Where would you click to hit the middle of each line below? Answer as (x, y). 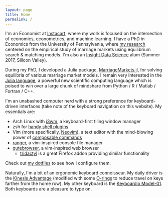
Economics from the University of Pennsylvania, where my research (75, 44)
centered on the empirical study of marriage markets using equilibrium (78, 50)
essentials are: (20, 112)
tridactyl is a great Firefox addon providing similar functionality (85, 153)
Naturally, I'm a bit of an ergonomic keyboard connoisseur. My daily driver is (84, 173)
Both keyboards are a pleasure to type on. (49, 189)
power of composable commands (47, 137)
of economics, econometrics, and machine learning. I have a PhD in (75, 39)
